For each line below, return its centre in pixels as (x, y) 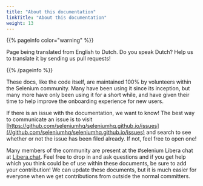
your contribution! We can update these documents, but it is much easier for (101, 170)
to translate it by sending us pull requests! (58, 59)
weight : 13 (20, 23)
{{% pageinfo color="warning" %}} (50, 41)
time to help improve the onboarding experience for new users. (85, 101)
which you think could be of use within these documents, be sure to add (96, 164)
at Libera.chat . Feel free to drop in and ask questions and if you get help (96, 157)
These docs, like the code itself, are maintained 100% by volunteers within (99, 82)
